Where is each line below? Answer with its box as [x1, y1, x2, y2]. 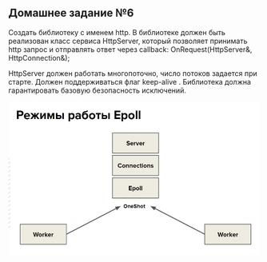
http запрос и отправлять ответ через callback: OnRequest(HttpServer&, [8, 44, 253, 54]
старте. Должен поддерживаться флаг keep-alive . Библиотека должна [8, 77, 252, 86]
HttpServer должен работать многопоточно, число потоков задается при [8, 68, 257, 78]
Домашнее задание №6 [8, 6, 134, 20]
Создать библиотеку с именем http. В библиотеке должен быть [8, 27, 226, 37]
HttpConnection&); [8, 53, 70, 62]
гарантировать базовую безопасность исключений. [8, 85, 186, 95]
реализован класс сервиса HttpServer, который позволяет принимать [8, 36, 248, 46]
